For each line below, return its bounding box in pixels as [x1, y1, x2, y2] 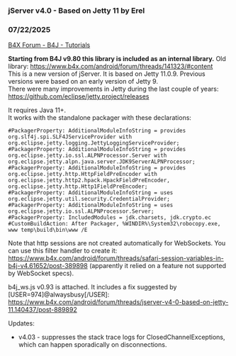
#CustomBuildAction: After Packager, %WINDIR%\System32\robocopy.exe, [8, 221, 221, 228]
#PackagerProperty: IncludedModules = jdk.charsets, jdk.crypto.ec [8, 214, 212, 221]
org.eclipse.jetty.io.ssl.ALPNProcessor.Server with [8, 152, 167, 160]
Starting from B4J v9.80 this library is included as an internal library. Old [8, 55, 226, 63]
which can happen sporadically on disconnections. [18, 340, 167, 349]
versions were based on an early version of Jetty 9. [8, 77, 159, 86]
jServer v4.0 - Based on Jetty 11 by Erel [8, 6, 145, 16]
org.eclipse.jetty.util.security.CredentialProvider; [8, 196, 171, 203]
